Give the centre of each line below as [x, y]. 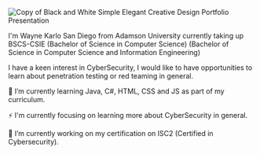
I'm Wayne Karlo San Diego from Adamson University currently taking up [126, 36]
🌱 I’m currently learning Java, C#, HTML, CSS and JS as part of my [117, 91]
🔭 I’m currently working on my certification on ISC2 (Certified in [111, 133]
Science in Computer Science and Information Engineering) [104, 52]
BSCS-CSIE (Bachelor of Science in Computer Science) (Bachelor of [119, 44]
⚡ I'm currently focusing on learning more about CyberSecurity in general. [128, 115]
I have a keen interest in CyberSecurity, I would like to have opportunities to [130, 68]
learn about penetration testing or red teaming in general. [101, 76]
